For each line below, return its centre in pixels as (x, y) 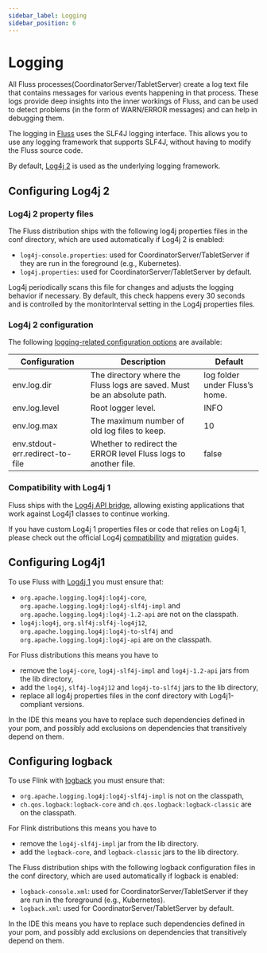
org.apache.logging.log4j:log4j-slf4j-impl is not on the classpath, (132, 796)
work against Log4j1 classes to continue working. (89, 514)
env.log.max (35, 426)
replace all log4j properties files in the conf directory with (114, 695)
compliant (36, 704)
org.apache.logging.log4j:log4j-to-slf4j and (96, 631)
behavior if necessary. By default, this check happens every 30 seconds (127, 296)
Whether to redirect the (133, 444)
